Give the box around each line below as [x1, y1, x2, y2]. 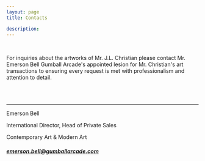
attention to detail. [6, 74, 52, 81]
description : [6, 26, 40, 32]
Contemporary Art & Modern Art [6, 133, 87, 141]
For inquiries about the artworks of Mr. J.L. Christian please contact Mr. [6, 54, 186, 62]
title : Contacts [6, 15, 48, 21]
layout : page [6, 9, 40, 15]
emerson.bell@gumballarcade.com [6, 148, 99, 155]
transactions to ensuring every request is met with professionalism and [6, 67, 185, 75]
